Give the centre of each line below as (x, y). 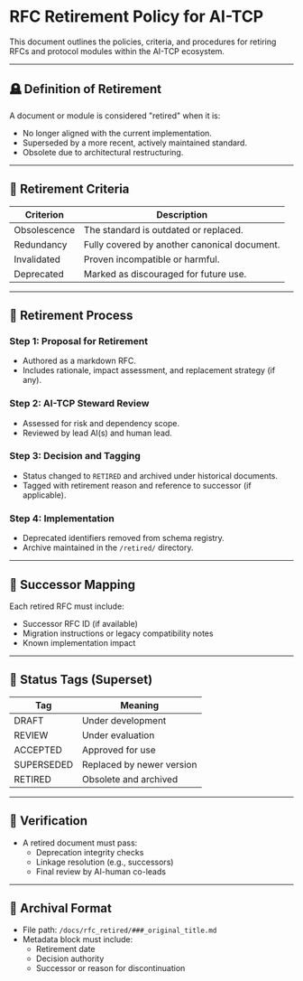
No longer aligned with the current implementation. (117, 133)
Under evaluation (118, 735)
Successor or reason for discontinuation (110, 968)
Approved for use (119, 750)
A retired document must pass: (80, 843)
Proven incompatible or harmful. (152, 259)
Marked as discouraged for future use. (165, 274)
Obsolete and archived (130, 779)
